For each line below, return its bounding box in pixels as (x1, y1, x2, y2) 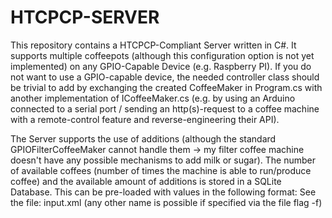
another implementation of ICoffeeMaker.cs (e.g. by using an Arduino (10, 92, 296, 104)
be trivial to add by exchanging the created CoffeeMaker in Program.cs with (10, 81, 323, 93)
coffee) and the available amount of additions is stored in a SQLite (10, 175, 282, 187)
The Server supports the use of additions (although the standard (10, 132, 277, 145)
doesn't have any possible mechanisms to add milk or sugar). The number (10, 154, 316, 166)
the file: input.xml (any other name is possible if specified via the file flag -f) (10, 196, 323, 208)
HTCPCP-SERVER (10, 6, 160, 29)
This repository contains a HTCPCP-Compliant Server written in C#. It (10, 39, 297, 51)
